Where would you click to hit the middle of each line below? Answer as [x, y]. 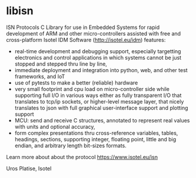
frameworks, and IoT [40, 76]
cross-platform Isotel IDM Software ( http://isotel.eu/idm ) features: [86, 40]
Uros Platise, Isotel [29, 168]
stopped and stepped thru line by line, [61, 64]
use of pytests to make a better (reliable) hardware [76, 82]
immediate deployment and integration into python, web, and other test [101, 70]
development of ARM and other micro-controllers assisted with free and [94, 33]
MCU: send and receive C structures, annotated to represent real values [102, 120]
